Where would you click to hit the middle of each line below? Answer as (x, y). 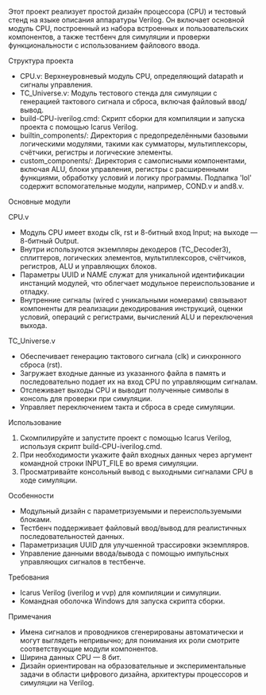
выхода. (33, 325)
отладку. (34, 291)
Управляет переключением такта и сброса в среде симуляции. (127, 407)
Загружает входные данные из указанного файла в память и (123, 373)
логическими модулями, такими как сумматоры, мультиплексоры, (133, 144)
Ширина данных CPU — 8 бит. (70, 657)
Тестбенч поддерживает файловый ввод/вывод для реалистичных (133, 528)
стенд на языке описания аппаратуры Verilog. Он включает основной (126, 20)
